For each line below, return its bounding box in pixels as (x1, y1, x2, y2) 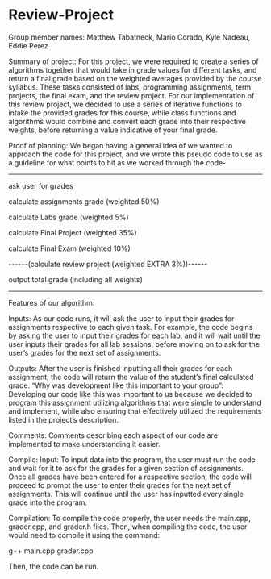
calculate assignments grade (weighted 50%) (8, 196, 160, 206)
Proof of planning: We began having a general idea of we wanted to (8, 140, 233, 150)
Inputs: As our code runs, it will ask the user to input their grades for (8, 313, 235, 323)
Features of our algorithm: (8, 298, 95, 307)
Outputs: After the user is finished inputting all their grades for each (8, 363, 233, 373)
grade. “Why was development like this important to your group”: (8, 381, 224, 390)
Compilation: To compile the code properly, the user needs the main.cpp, (8, 513, 252, 523)
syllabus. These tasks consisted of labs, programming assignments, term (8, 82, 252, 92)
